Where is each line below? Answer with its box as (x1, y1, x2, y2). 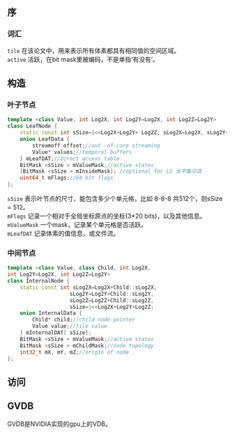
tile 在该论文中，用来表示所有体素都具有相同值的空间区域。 (7, 46, 180, 54)
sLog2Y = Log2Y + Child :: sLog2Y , (69, 290, 155, 297)
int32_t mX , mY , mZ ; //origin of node (19, 349, 130, 356)
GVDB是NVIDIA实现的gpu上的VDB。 (7, 420, 111, 428)
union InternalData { (19, 310, 82, 317)
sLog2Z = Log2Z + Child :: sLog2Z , (69, 296, 155, 304)
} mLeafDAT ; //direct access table (19, 155, 120, 162)
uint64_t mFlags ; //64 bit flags (19, 175, 114, 182)
